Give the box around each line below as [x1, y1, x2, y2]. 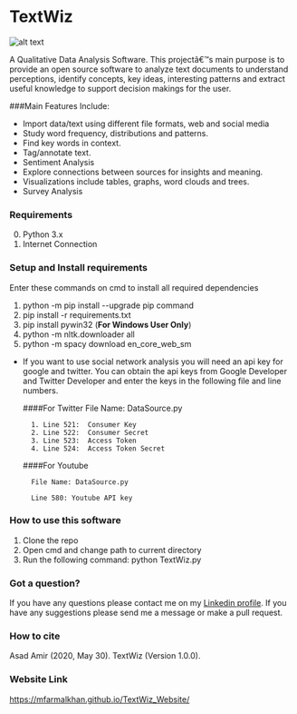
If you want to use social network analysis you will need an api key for [22, 356, 283, 367]
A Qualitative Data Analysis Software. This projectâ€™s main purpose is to [9, 54, 285, 64]
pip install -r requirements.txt [22, 309, 131, 320]
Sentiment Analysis [22, 156, 95, 167]
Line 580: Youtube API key [31, 493, 133, 502]
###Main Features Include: [9, 100, 110, 111]
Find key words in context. [22, 137, 121, 148]
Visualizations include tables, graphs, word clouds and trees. [22, 175, 250, 187]
